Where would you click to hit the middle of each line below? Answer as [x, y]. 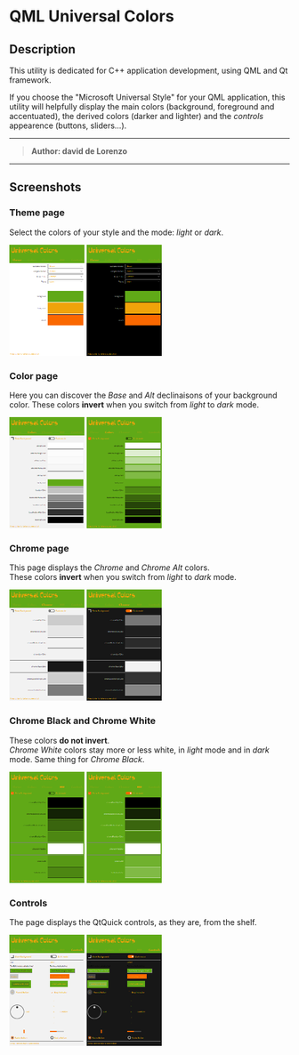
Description [42, 49]
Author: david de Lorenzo [79, 151]
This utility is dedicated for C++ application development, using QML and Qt [149, 70]
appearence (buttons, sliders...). [68, 125]
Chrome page [39, 548]
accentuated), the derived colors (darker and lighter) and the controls [137, 116]
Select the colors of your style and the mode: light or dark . [117, 232]
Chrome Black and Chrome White [83, 721]
